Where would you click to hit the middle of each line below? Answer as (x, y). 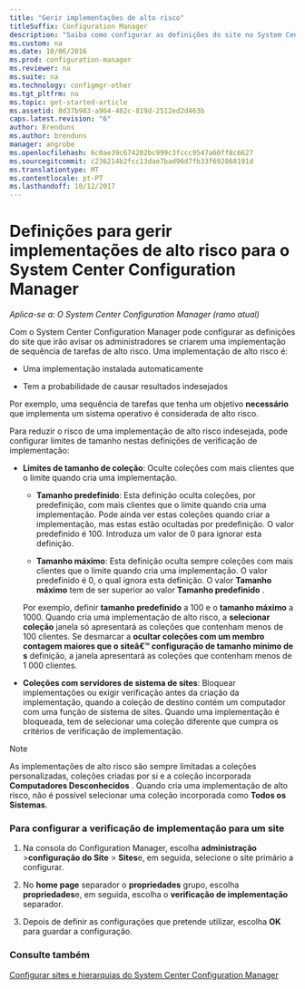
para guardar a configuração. (78, 932)
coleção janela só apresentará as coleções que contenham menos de (153, 627)
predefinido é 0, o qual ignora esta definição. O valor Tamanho (154, 581)
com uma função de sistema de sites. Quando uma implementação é (151, 712)
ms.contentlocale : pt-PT (56, 178)
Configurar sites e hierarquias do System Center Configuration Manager (144, 974)
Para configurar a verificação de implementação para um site (147, 828)
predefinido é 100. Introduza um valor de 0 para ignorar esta (148, 534)
